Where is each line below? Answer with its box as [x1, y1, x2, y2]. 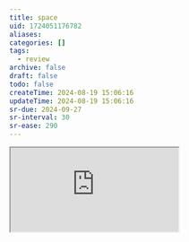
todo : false [9, 80, 54, 89]
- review [17, 55, 50, 64]
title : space [9, 13, 58, 22]
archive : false [9, 64, 66, 73]
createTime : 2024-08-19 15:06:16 [9, 88, 134, 97]
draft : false [9, 72, 58, 81]
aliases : [9, 30, 42, 39]
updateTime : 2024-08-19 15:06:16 [9, 96, 134, 106]
